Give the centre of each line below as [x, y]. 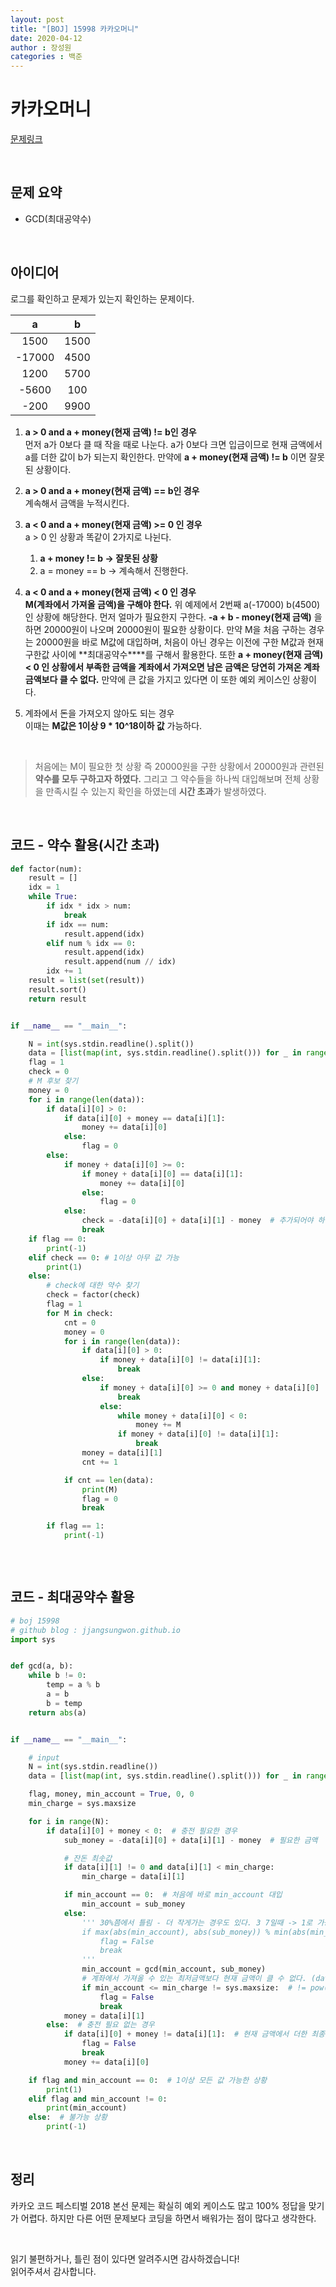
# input [44, 1757]
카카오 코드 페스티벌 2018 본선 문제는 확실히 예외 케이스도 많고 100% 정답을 [158, 2205]
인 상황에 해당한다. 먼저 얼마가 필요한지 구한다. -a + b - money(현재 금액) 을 [173, 617]
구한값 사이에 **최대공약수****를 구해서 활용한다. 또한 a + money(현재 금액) [174, 654]
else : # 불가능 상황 [68, 2117]
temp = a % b [73, 1685]
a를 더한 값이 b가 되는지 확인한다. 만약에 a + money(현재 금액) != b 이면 [165, 457]
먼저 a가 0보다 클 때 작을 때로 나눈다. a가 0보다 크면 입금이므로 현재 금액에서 [173, 444]
